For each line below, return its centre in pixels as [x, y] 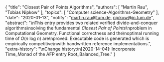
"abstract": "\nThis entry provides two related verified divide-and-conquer [82, 23]
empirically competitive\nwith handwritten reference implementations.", [78, 44]
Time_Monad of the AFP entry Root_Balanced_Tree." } [60, 54]
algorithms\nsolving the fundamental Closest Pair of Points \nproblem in [79, 28]
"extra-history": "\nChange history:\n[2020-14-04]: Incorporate [70, 49]
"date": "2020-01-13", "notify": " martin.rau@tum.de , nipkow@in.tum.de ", [80, 17]
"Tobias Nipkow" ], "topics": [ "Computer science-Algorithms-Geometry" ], [82, 12]
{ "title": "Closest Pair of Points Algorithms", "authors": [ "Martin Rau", [77, 7]
